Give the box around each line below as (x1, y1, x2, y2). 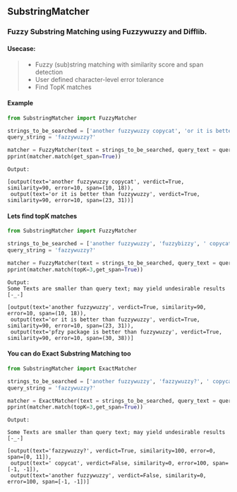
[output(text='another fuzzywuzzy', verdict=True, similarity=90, (7, 303, 207, 310)
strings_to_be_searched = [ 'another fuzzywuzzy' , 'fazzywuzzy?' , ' (7, 377, 210, 385)
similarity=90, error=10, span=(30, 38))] (7, 334, 134, 341)
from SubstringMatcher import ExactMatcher (7, 365, 138, 372)
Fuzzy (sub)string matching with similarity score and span (35, 60, 204, 69)
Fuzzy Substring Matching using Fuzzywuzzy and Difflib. (7, 27, 207, 37)
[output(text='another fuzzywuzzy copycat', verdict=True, (7, 178, 185, 186)
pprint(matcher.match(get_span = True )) (7, 153, 121, 160)
